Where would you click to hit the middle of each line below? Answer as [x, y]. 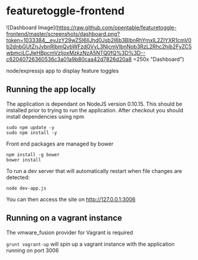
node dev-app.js [26, 188]
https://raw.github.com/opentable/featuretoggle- [117, 27]
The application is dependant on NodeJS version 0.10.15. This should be [94, 104]
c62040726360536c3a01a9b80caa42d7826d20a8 [69, 59]
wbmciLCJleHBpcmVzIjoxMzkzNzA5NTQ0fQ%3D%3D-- [76, 52]
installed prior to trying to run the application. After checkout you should [95, 110]
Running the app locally [51, 90]
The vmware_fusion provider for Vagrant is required [69, 232]
